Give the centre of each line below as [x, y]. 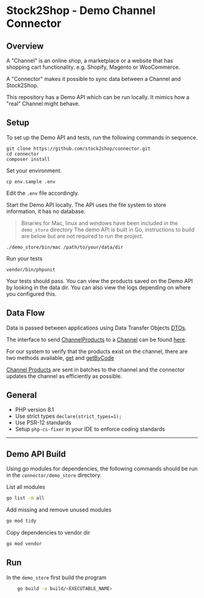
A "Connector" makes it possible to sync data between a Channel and [93, 79]
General [22, 396]
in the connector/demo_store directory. [54, 475]
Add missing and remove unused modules [59, 510]
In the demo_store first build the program [56, 577]
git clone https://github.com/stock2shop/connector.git [78, 149]
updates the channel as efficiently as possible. [64, 376]
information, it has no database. [46, 211]
